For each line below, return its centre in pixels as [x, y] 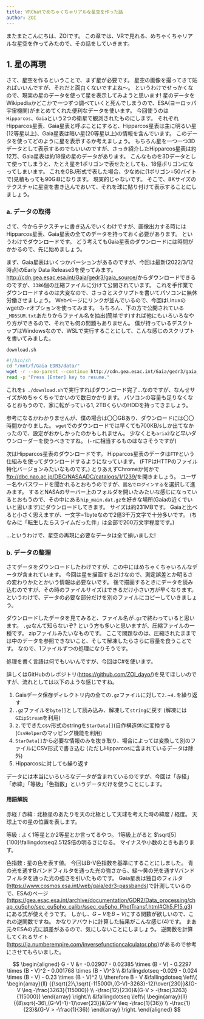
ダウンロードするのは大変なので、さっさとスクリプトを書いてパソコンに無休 [102, 293]
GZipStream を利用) [38, 718]
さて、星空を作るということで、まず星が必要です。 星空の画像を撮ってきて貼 [102, 80]
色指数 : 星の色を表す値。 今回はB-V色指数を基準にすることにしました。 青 [100, 862]
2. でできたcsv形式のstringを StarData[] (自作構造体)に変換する [93, 725]
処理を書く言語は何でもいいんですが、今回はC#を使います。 [81, 661]
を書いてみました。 [30, 338]
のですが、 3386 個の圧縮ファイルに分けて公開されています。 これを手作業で [100, 285]
